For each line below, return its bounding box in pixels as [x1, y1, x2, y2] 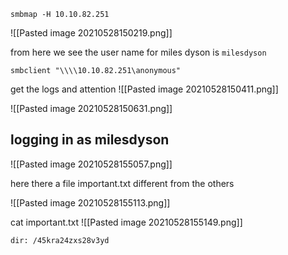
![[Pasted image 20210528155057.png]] [10, 158, 173, 170]
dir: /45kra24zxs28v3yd [10, 235, 110, 245]
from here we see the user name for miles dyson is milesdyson [10, 46, 267, 58]
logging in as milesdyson [10, 131, 170, 149]
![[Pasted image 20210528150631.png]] [10, 103, 173, 114]
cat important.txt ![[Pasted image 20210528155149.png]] [10, 216, 243, 228]
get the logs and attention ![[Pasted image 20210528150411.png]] [10, 83, 279, 95]
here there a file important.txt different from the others [10, 177, 235, 189]
